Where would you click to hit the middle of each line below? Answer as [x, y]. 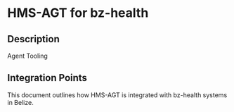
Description [33, 39]
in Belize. [20, 102]
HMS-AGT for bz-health [78, 13]
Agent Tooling [27, 56]
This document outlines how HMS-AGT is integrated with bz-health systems [117, 95]
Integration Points [47, 78]
